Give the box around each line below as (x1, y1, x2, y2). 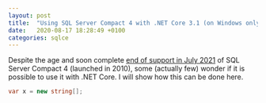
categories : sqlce (8, 33, 69, 42)
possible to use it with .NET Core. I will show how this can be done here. (8, 72, 244, 82)
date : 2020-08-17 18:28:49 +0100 (8, 26, 126, 34)
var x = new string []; (8, 88, 83, 96)
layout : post (8, 11, 51, 20)
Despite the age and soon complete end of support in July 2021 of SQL (8, 55, 240, 65)
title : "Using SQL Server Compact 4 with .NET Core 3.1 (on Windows (8, 19, 243, 27)
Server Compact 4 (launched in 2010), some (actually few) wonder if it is (8, 64, 245, 74)
